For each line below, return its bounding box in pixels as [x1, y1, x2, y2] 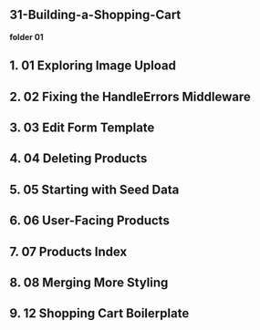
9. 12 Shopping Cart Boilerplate [9, 305, 190, 322]
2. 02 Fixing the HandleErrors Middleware [9, 88, 251, 104]
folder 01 [9, 31, 44, 42]
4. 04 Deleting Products [9, 150, 148, 167]
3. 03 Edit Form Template [9, 119, 155, 135]
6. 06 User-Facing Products [9, 213, 171, 229]
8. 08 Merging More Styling [9, 274, 169, 290]
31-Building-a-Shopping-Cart [9, 7, 182, 23]
